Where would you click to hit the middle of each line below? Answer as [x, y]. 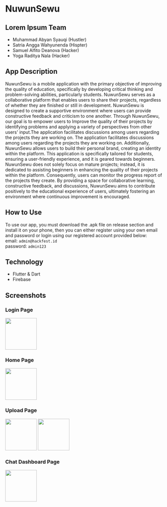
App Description [31, 72]
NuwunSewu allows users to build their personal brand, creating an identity [83, 148]
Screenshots [26, 295]
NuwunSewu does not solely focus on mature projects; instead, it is [75, 164]
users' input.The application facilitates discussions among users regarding [82, 132]
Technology [24, 262]
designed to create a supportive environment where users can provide [78, 110]
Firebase [22, 280]
